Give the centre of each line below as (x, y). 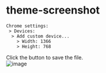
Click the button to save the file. (45, 57)
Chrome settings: (27, 26)
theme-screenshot (53, 10)
